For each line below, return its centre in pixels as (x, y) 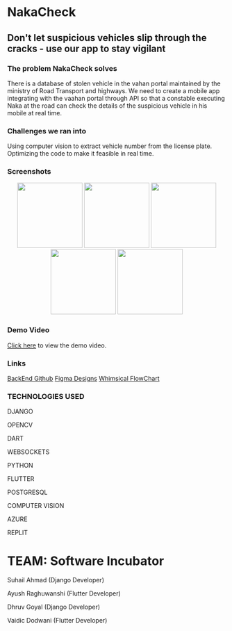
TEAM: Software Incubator (86, 561)
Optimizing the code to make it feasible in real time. (81, 154)
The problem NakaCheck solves (62, 68)
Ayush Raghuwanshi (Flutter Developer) (64, 593)
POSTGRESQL (27, 492)
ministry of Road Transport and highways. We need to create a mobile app (114, 90)
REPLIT (18, 533)
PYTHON (20, 466)
